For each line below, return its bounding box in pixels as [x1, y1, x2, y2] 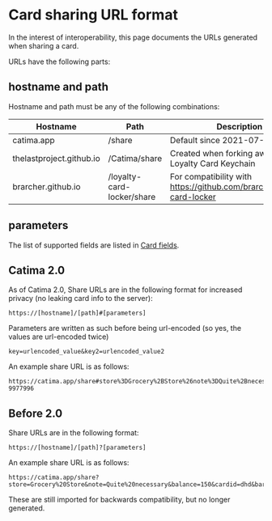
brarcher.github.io [12, 180, 81, 192]
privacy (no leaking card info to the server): [8, 294, 153, 303]
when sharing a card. [8, 40, 79, 50]
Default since [169, 134, 221, 146]
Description [216, 121, 263, 132]
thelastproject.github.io [12, 152, 100, 163]
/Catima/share [108, 152, 163, 163]
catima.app [12, 134, 55, 146]
